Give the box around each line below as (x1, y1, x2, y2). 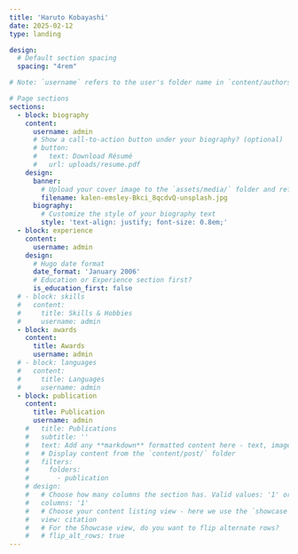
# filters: (25, 457, 74, 466)
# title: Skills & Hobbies (17, 308, 133, 318)
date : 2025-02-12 (9, 21, 74, 30)
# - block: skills (17, 292, 86, 301)
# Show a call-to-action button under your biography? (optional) (32, 135, 284, 145)
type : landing (9, 29, 62, 38)
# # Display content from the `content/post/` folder (25, 449, 237, 458)
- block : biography (17, 110, 90, 120)
